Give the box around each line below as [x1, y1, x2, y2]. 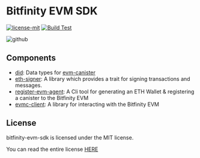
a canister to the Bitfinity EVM [14, 94, 89, 101]
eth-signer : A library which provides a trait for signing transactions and [14, 75, 190, 82]
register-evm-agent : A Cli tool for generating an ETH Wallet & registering [14, 88, 195, 95]
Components [6, 53, 56, 63]
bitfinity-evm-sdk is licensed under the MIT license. [6, 133, 134, 141]
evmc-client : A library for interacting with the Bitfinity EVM [14, 101, 159, 108]
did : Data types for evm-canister [14, 69, 96, 76]
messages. [14, 81, 43, 89]
